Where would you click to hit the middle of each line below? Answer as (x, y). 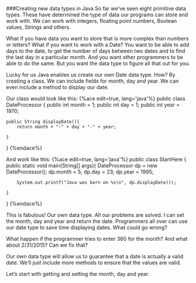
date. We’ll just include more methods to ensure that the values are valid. (94, 262)
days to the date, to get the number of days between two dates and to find (96, 51)
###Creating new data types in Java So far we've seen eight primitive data (96, 8)
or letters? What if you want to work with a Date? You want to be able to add (98, 45)
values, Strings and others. (39, 27)
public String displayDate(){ (43, 122)
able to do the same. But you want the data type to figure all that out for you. (98, 63)
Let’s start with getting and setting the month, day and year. (78, 274)
